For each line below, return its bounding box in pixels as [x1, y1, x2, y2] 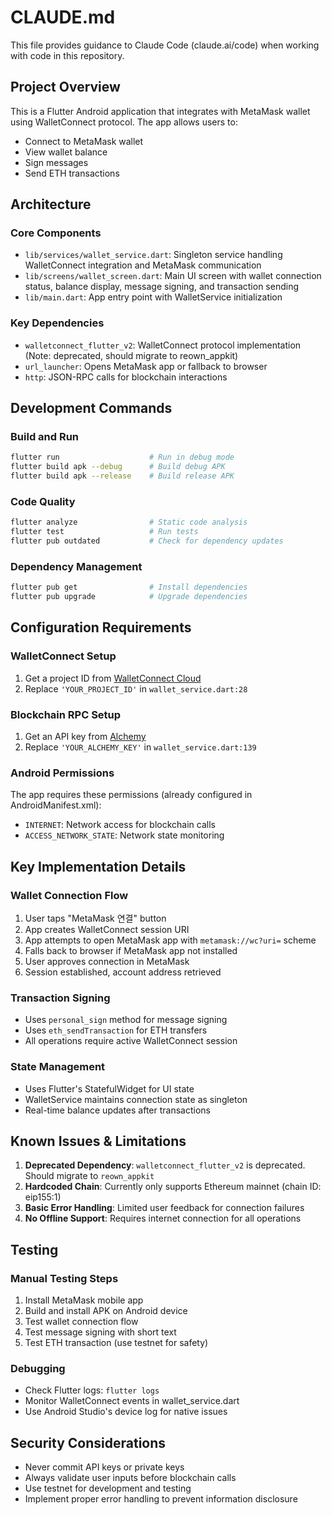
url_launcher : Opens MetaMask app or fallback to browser [24, 360, 268, 372]
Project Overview [10, 79, 121, 96]
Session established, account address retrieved [24, 966, 222, 978]
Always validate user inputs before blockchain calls [24, 1472, 237, 1484]
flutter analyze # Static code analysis [10, 517, 248, 528]
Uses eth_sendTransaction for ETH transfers [24, 1024, 208, 1036]
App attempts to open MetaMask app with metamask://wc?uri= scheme [24, 934, 317, 946]
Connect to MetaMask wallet [24, 135, 144, 147]
